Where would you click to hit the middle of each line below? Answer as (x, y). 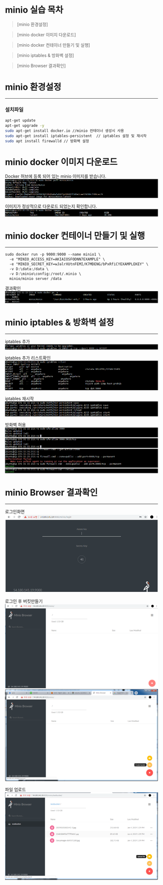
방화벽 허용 (16, 425)
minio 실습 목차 (34, 10)
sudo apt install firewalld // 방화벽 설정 (47, 141)
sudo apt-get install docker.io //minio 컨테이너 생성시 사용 (65, 131)
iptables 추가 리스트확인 (28, 358)
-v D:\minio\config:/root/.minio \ (45, 274)
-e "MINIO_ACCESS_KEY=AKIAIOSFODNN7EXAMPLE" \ (57, 260)
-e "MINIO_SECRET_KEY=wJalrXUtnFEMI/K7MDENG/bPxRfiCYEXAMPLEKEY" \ (79, 264)
